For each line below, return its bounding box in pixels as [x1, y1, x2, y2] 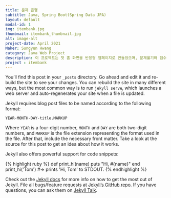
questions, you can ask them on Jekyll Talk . [5, 187, 98, 193]
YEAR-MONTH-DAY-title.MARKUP [5, 116, 68, 121]
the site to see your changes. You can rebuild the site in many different [17, 80, 166, 86]
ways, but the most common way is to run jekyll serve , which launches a [5, 85, 162, 91]
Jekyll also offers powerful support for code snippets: [5, 151, 119, 157]
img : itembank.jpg [5, 27, 45, 32]
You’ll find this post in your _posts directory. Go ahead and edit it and [5, 74, 151, 80]
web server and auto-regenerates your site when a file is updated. [5, 90, 145, 96]
